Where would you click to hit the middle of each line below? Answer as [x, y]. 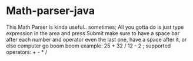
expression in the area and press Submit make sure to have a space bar [93, 33]
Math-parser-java [51, 11]
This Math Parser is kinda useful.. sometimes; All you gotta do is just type [95, 27]
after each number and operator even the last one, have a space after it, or [96, 39]
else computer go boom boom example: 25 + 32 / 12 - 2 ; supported [89, 46]
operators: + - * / [27, 52]
